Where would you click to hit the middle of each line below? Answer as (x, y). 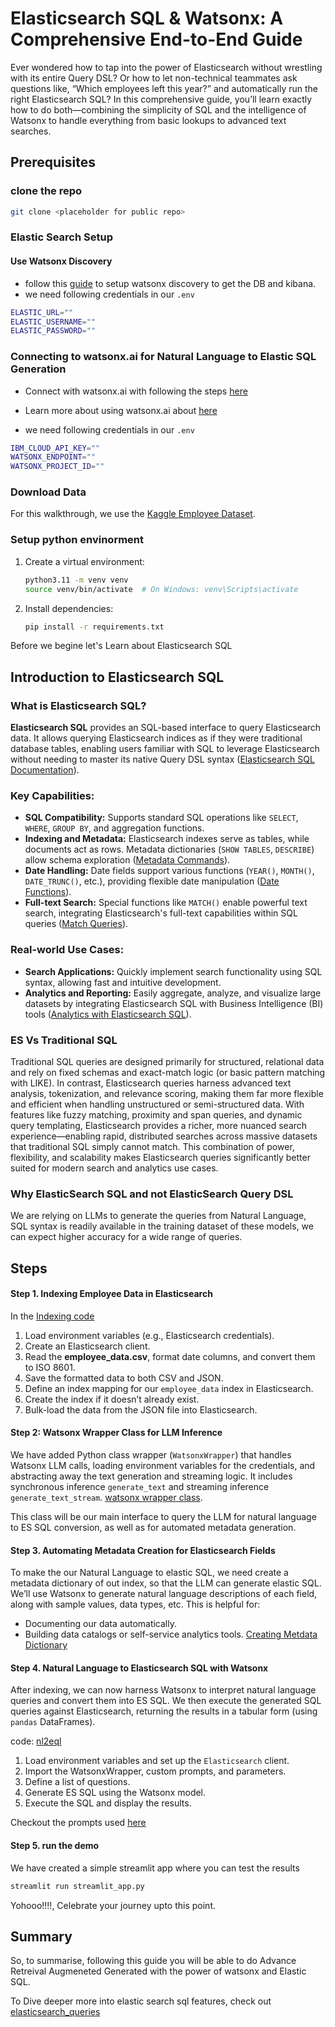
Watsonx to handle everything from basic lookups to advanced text (148, 120)
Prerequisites (53, 162)
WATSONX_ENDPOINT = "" (53, 457)
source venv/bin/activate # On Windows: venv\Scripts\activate (161, 589)
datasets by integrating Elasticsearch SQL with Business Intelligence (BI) (174, 1003)
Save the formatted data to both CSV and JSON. (124, 1378)
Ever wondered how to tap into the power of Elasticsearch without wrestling (166, 67)
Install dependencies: (69, 608)
